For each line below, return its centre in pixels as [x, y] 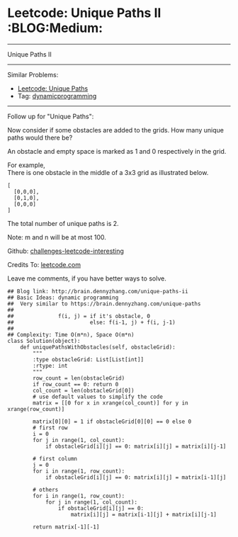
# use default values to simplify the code [98, 397]
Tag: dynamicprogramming [57, 96]
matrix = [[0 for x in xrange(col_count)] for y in [111, 403]
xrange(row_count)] [36, 409]
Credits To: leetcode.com [44, 264]
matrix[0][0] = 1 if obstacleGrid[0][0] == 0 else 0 [112, 422]
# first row [51, 428]
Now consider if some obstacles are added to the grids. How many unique [116, 130]
